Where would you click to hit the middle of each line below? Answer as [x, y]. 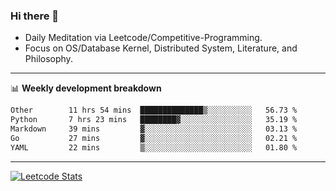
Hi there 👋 [35, 16]
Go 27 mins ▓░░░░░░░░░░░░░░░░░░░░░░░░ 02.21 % [154, 138]
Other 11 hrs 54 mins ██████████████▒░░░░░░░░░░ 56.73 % [154, 110]
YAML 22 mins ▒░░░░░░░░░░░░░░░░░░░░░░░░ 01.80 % [154, 147]
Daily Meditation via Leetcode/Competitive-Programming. [143, 38]
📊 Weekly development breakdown [86, 88]
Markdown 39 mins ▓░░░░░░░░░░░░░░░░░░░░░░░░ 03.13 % [154, 129]
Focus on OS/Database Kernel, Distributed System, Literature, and [161, 48]
